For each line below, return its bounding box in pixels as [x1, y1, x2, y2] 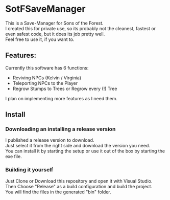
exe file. [5, 153, 22, 160]
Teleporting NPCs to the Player [12, 80, 78, 86]
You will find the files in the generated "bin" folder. [5, 189, 111, 195]
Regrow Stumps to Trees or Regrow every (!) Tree [12, 85, 117, 92]
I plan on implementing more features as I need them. [5, 95, 117, 101]
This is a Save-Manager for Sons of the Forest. [5, 20, 104, 26]
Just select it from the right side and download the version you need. [5, 143, 151, 149]
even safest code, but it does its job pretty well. [5, 31, 105, 37]
